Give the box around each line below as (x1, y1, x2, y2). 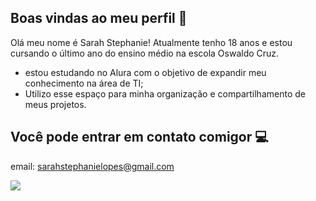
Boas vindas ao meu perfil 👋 (10, 10, 188, 27)
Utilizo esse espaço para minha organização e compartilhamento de (24, 87, 306, 100)
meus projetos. (24, 98, 87, 110)
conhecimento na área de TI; (24, 77, 144, 89)
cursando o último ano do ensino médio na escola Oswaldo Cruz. (10, 47, 280, 59)
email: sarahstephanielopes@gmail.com (10, 160, 175, 172)
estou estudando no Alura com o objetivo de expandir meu (24, 66, 267, 78)
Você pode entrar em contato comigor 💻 (10, 129, 269, 146)
